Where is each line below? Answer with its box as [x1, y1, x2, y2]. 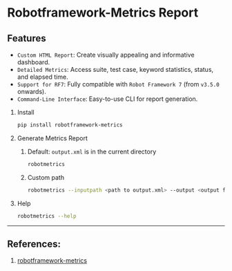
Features [7, 32, 46, 44]
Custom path [27, 173, 64, 181]
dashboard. [17, 58, 50, 66]
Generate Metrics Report [17, 133, 88, 142]
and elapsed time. [17, 73, 68, 81]
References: [7, 238, 61, 250]
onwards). [17, 88, 46, 95]
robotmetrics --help [17, 212, 77, 219]
